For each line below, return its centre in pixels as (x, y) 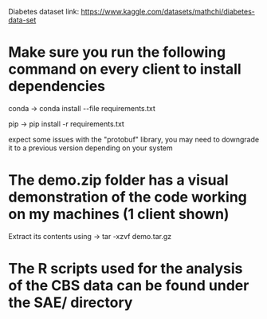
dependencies (57, 86)
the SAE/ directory (71, 303)
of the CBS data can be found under (129, 286)
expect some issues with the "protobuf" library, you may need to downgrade (134, 139)
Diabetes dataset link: (44, 12)
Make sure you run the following (117, 52)
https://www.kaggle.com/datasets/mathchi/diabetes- (168, 12)
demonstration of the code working (128, 197)
